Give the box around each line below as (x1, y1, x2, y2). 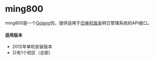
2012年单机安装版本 (12, 44, 52, 49)
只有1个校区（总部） (12, 50, 53, 56)
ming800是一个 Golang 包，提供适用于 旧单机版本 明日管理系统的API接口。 (5, 20, 152, 26)
